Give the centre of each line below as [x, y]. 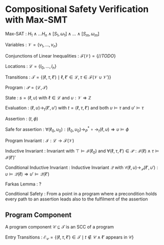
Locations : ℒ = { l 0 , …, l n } [31, 67]
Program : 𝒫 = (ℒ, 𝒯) [26, 87]
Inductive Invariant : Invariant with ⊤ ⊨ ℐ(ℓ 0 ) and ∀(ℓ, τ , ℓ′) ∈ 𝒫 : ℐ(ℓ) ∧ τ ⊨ [82, 151]
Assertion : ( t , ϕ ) [22, 119]
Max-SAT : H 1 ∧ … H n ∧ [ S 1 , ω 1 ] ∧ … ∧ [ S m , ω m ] [52, 34]
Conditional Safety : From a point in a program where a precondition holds [81, 194]
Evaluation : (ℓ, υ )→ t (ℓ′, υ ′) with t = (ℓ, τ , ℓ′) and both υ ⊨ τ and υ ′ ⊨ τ [75, 108]
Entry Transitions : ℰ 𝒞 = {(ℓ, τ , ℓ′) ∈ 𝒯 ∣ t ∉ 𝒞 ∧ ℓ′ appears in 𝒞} [70, 237]
